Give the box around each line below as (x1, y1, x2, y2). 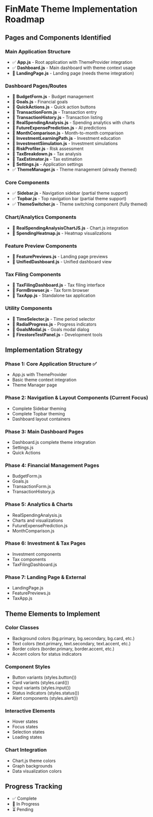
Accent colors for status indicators (12, 651, 82, 657)
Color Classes (5, 624, 39, 631)
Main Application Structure (5, 48, 71, 55)
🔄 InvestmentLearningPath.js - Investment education (12, 135, 121, 141)
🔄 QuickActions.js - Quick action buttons (12, 104, 96, 110)
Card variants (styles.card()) (12, 680, 69, 686)
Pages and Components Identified (5, 33, 111, 42)
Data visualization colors (12, 768, 62, 774)
